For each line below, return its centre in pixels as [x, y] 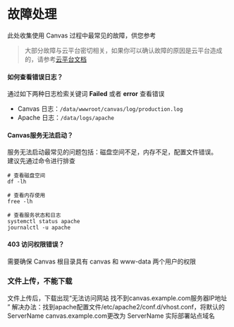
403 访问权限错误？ [36, 244]
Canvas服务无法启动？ [41, 135]
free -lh [20, 202]
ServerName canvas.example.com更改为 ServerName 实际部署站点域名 [111, 316]
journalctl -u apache [39, 228]
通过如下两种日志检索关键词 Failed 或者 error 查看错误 [86, 94]
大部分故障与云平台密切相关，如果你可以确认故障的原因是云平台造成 [123, 50]
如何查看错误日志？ [35, 77]
